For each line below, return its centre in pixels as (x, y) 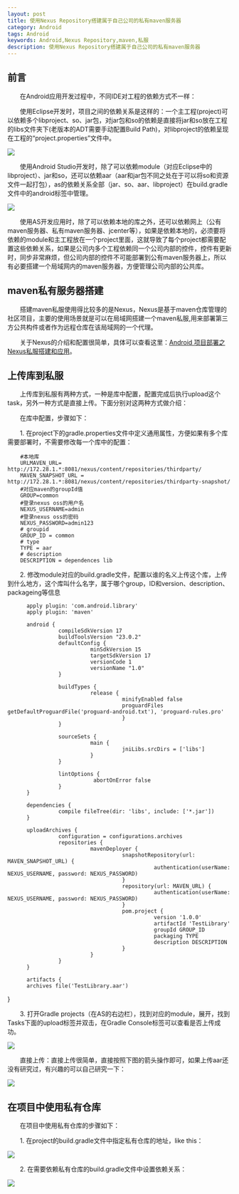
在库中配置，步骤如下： (54, 418)
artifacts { (44, 980)
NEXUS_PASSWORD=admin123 (57, 523)
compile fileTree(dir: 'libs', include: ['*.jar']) (136, 812)
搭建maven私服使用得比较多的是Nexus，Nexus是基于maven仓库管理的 (124, 309)
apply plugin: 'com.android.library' (82, 606)
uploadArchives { (52, 830)
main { (100, 743)
